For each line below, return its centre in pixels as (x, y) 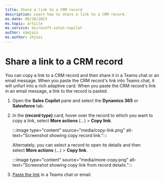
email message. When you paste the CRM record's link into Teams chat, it (80, 80)
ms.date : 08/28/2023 (26, 19)
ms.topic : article (24, 23)
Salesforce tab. (28, 106)
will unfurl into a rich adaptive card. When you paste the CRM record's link (81, 86)
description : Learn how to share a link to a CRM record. (66, 14)
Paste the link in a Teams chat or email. (52, 174)
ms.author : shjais (24, 37)
